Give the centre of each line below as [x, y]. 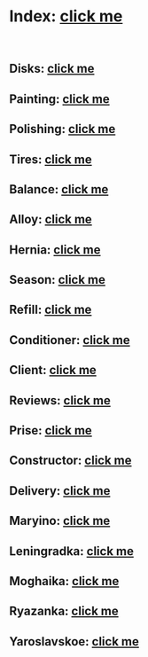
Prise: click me [51, 430]
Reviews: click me [60, 400]
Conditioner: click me [70, 340]
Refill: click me [51, 310]
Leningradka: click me [72, 551]
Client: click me [53, 370]
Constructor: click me [70, 461]
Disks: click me [52, 69]
